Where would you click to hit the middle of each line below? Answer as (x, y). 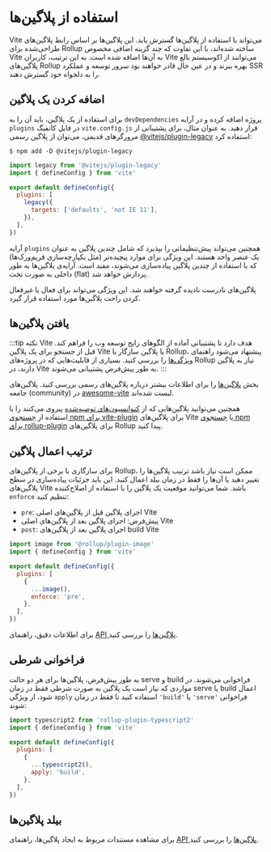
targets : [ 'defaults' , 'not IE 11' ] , (94, 210)
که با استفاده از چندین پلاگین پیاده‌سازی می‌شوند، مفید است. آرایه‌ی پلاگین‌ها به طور (133, 265)
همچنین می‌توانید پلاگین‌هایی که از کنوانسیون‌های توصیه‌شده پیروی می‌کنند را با (125, 409)
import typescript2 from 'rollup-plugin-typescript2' (102, 720)
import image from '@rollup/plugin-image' (82, 545)
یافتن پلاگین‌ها (39, 324)
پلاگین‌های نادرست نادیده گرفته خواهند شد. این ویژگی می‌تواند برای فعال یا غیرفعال (133, 289)
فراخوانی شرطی (47, 660)
